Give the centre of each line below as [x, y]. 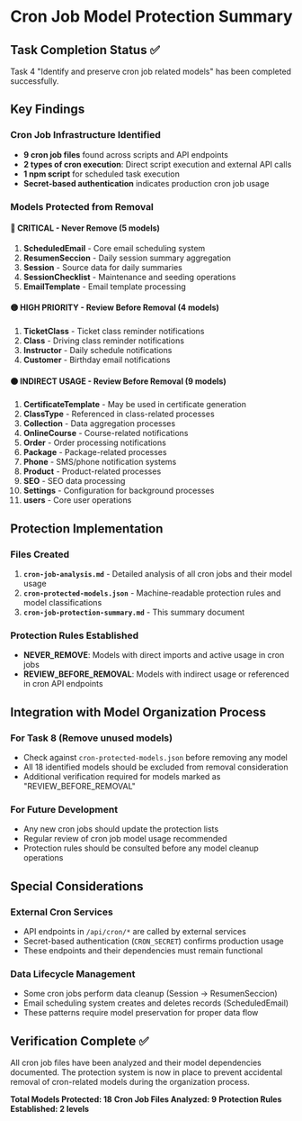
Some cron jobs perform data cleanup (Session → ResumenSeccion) [150, 994]
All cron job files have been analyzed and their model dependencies [136, 1062]
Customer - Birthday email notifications [97, 360]
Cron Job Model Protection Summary [151, 17]
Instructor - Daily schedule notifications [98, 351]
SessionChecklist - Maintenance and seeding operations [129, 277]
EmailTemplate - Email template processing [105, 287]
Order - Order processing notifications [95, 442]
